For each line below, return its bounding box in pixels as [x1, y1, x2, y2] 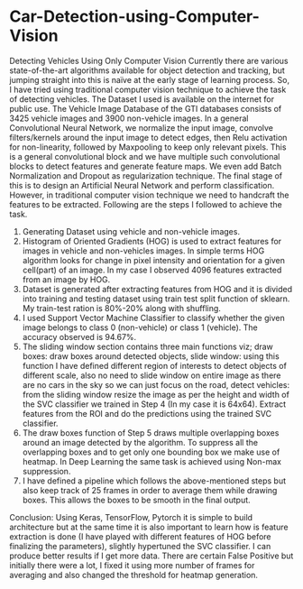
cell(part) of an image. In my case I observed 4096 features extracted [22, 264, 282, 275]
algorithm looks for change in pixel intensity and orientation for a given [22, 254, 286, 265]
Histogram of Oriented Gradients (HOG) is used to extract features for [22, 235, 282, 246]
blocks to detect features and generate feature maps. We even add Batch [9, 161, 282, 171]
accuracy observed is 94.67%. [22, 331, 137, 342]
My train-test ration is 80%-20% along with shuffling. [22, 302, 221, 313]
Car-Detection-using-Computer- [9, 6, 260, 27]
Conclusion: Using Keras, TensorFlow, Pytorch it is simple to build [9, 511, 253, 522]
